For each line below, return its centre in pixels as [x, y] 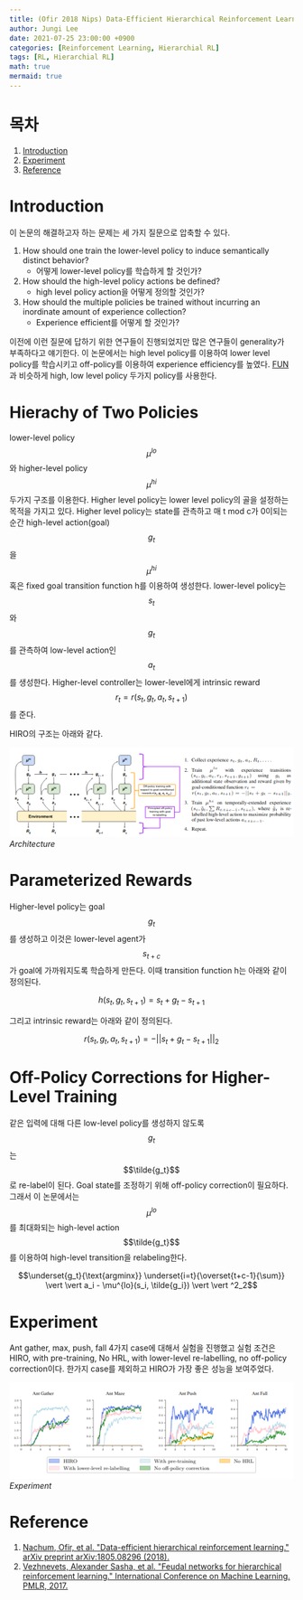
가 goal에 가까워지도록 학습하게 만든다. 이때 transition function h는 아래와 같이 [148, 971]
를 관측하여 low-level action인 [63, 650]
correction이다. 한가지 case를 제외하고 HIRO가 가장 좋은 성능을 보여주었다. [142, 1369]
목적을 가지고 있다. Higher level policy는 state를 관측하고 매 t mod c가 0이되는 [149, 511]
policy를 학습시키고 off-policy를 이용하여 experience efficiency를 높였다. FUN [149, 364]
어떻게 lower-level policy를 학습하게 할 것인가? [119, 270]
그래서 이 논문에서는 [44, 1196]
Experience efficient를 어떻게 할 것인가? [108, 322]
